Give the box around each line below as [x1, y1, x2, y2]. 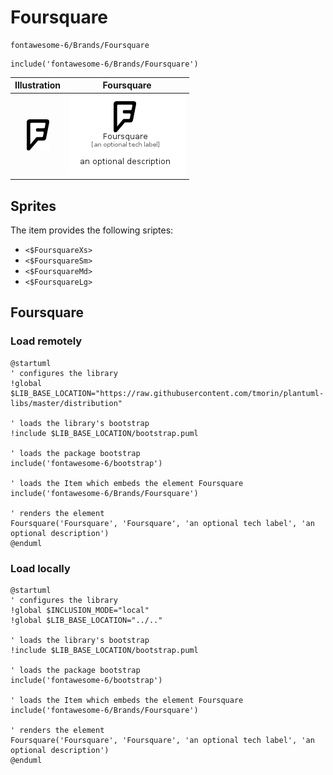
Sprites [10, 197, 57, 215]
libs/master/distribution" [10, 398, 123, 408]
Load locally [10, 561, 71, 575]
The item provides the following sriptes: [10, 224, 174, 236]
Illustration [14, 79, 62, 91]
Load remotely [10, 334, 83, 348]
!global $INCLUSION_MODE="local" [10, 605, 150, 615]
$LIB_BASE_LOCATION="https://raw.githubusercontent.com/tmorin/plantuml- [10, 388, 325, 398]
